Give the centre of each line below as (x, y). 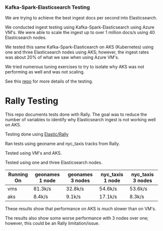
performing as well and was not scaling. (45, 72)
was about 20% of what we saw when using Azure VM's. (62, 57)
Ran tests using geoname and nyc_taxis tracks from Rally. (63, 144)
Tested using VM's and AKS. (33, 153)
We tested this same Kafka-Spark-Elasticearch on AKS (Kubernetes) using (79, 47)
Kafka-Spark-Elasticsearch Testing (48, 7)
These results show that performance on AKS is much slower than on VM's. (81, 209)
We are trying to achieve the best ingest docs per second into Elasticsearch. (81, 18)
